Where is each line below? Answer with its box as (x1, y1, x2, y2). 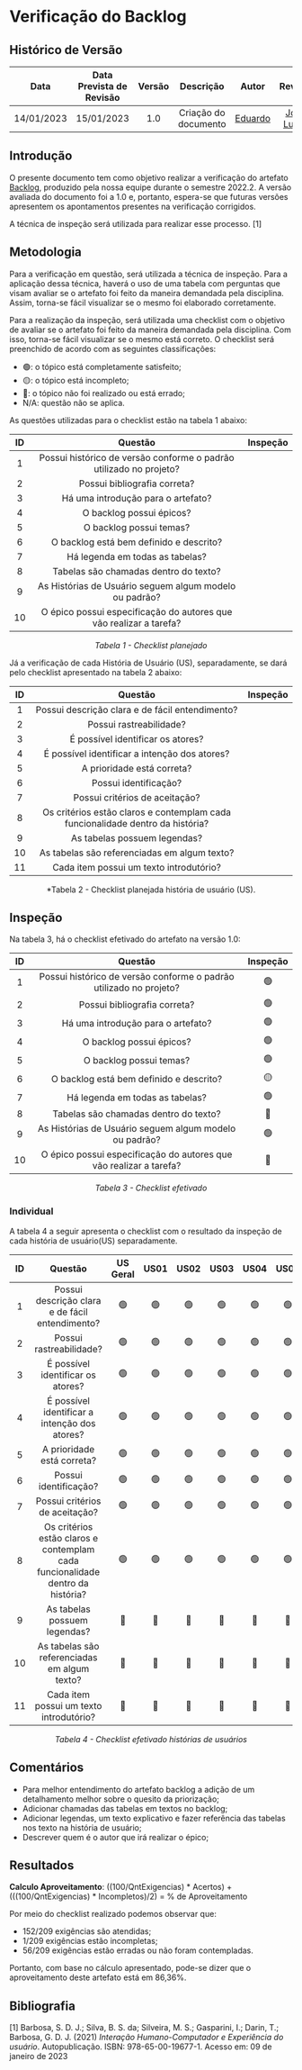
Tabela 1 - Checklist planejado (94, 639, 208, 650)
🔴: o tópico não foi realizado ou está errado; (22, 387, 186, 398)
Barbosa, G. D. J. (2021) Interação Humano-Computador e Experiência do (9, 2032, 284, 2043)
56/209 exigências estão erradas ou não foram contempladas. (22, 1945, 254, 1956)
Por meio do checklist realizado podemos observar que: (9, 1909, 218, 1920)
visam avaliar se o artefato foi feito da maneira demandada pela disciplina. (9, 287, 285, 298)
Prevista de (77, 80, 128, 92)
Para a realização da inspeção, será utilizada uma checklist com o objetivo (9, 314, 286, 325)
